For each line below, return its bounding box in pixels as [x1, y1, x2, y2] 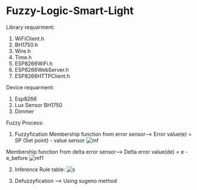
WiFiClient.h [14, 35, 44, 42]
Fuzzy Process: [6, 119, 44, 126]
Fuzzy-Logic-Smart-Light [6, 4, 134, 18]
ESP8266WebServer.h [14, 66, 69, 73]
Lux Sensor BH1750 [14, 101, 63, 108]
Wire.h [14, 47, 31, 54]
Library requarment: [6, 24, 55, 31]
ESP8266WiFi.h [14, 60, 53, 67]
